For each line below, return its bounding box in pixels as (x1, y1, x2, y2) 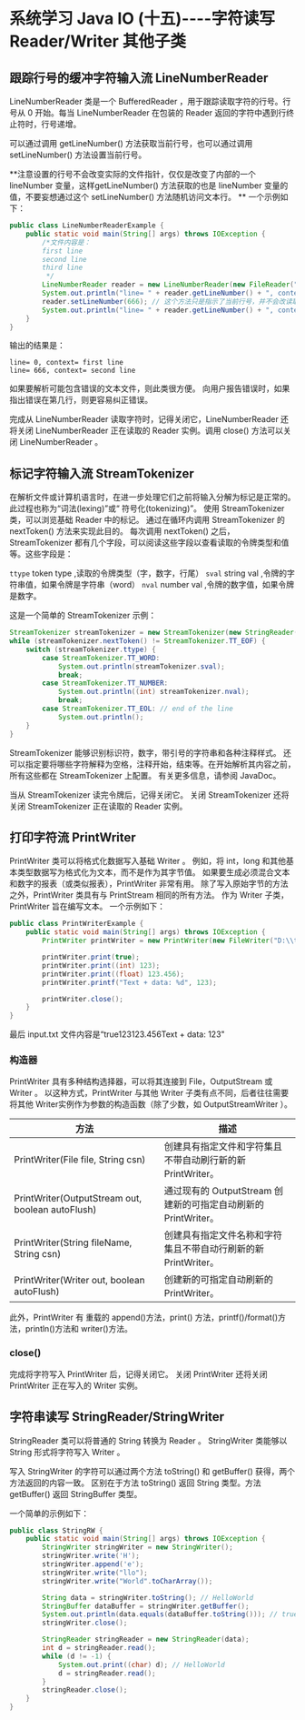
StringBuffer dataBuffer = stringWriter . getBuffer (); (42, 1602, 250, 1611)
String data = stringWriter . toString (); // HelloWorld (42, 1593, 254, 1602)
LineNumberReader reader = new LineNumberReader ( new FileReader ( (42, 280, 295, 289)
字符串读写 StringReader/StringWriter (9, 1409, 225, 1424)
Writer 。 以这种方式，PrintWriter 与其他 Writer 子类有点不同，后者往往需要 (9, 1088, 290, 1099)
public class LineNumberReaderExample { (9, 221, 165, 230)
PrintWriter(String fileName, (14, 1236, 133, 1249)
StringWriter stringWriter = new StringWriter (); (42, 1543, 233, 1552)
